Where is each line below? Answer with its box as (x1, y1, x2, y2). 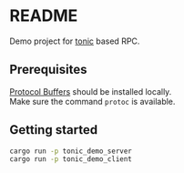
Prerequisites (9, 62, 87, 77)
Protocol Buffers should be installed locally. (9, 86, 172, 97)
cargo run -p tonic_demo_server (9, 147, 132, 156)
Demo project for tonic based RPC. (9, 36, 140, 46)
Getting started (9, 122, 98, 137)
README (9, 5, 78, 26)
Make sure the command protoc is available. (9, 96, 176, 107)
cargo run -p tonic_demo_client (9, 155, 132, 164)
